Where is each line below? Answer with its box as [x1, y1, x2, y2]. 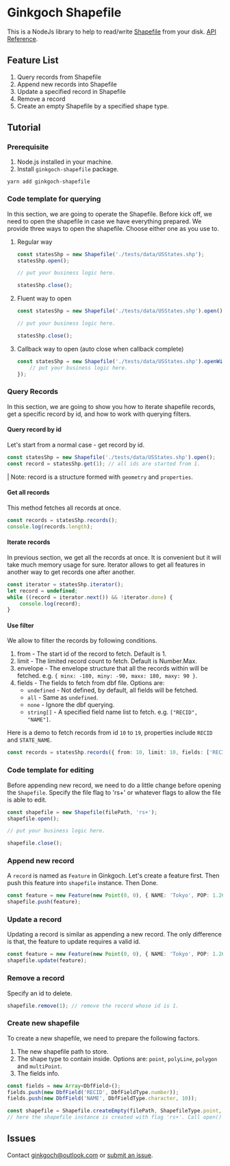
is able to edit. [7, 795, 47, 804]
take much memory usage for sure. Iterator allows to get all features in [7, 560, 205, 569]
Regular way [16, 238, 53, 246]
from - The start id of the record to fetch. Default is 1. [16, 649, 167, 658]
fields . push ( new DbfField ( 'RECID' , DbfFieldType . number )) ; [7, 1089, 179, 1095]
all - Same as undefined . [27, 693, 99, 702]
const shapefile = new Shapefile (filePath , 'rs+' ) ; [7, 808, 157, 816]
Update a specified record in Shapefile [16, 87, 127, 95]
